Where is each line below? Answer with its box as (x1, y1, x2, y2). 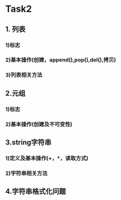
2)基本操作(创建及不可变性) (5, 121, 73, 128)
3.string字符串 (5, 138, 52, 147)
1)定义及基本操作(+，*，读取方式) (5, 154, 89, 162)
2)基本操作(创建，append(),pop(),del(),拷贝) (5, 56, 116, 64)
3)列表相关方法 (5, 71, 43, 78)
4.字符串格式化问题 (5, 187, 66, 196)
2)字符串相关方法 (5, 170, 48, 177)
